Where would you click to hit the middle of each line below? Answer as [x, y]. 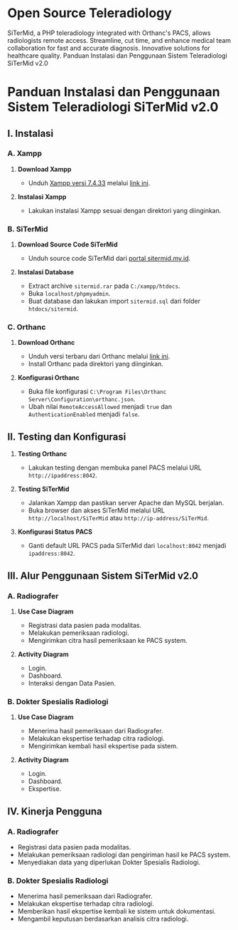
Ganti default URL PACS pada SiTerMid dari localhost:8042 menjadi [127, 546]
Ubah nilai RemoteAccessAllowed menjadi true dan [100, 407]
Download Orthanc [46, 343]
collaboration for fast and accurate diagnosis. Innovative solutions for [109, 48]
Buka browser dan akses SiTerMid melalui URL [97, 510]
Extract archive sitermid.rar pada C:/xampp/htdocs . [104, 286]
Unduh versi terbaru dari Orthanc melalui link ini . [99, 356]
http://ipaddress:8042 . [63, 475]
